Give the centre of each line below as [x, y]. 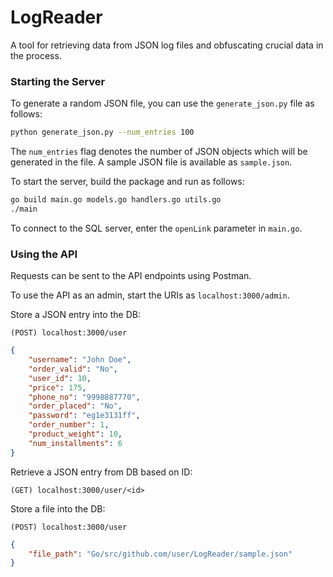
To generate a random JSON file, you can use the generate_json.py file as [162, 103]
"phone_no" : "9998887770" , [84, 397]
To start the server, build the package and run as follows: [127, 182]
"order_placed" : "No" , [75, 406]
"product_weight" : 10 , [75, 434]
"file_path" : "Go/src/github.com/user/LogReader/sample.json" [160, 554]
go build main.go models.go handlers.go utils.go [116, 200]
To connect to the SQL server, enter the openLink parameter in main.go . [156, 228]
